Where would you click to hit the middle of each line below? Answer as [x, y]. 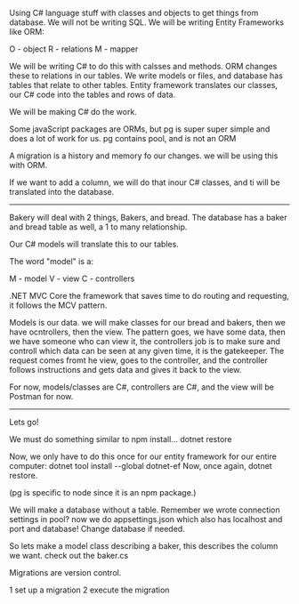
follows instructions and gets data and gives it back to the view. [125, 370]
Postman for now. [41, 396]
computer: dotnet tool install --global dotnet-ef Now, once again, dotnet [141, 466]
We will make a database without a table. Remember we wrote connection [145, 510]
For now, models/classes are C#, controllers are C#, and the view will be [141, 387]
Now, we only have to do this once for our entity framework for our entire [143, 456]
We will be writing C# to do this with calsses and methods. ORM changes [143, 66]
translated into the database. [62, 192]
